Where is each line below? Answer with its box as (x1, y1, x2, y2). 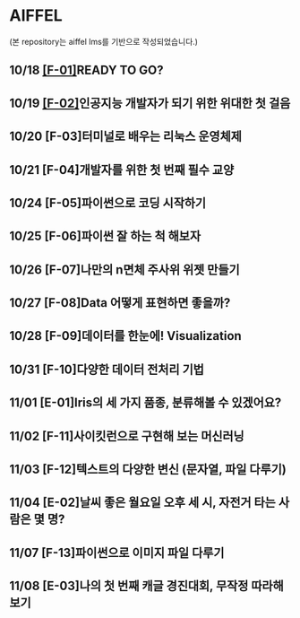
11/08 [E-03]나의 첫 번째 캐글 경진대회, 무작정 (9, 579, 249, 594)
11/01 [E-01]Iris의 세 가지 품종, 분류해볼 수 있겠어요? (9, 396, 282, 411)
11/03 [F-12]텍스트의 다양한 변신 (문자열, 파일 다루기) (9, 462, 287, 477)
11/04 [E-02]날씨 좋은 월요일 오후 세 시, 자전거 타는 (9, 495, 276, 510)
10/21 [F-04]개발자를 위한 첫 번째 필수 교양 (9, 162, 235, 178)
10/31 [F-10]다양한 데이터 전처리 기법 (9, 361, 204, 377)
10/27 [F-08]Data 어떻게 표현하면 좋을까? (9, 295, 231, 310)
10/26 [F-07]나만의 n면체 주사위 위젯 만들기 (9, 262, 240, 277)
